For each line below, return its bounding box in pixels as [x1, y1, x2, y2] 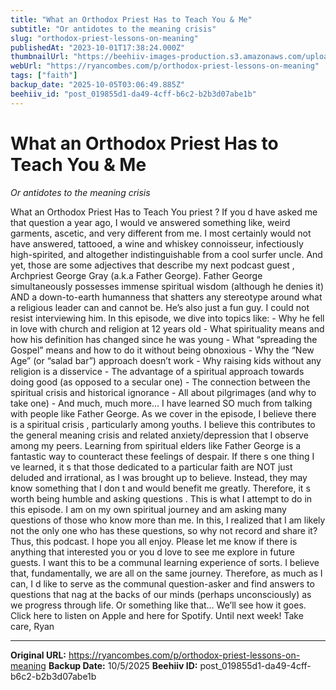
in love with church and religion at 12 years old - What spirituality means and [10, 322, 325, 335]
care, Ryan [10, 620, 55, 632]
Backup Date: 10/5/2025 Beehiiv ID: [48, 659, 198, 671]
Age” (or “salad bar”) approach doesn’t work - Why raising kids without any [10, 354, 322, 366]
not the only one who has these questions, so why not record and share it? [10, 524, 318, 536]
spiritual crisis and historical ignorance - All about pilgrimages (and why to [10, 386, 317, 398]
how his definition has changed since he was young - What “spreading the [10, 333, 318, 345]
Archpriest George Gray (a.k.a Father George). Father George [10, 269, 263, 281]
